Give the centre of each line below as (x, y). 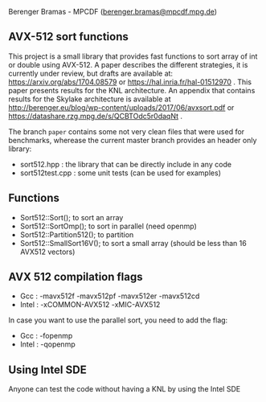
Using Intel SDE (47, 369)
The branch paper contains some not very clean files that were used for (127, 131)
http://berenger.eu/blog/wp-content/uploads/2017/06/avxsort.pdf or (121, 107)
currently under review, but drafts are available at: (91, 73)
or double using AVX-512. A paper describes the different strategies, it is (128, 64)
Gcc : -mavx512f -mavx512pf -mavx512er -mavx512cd (110, 296)
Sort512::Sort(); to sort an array (72, 217)
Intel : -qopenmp (47, 344)
